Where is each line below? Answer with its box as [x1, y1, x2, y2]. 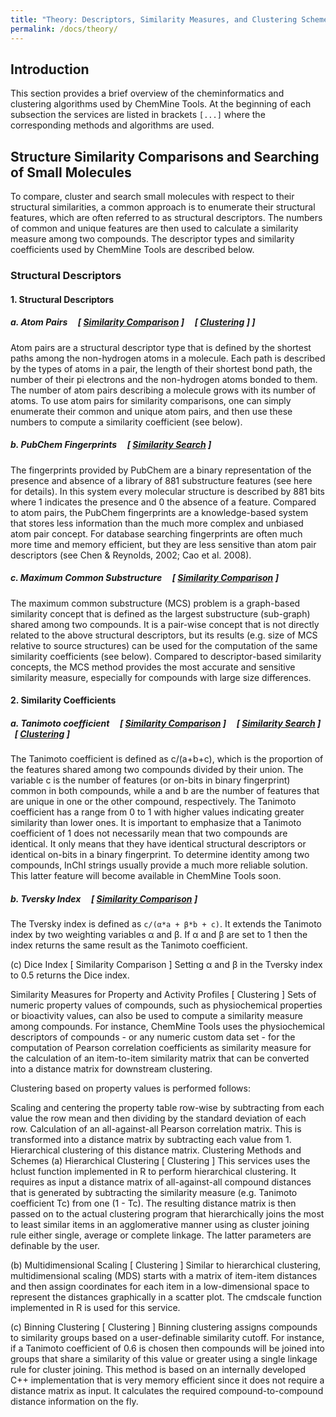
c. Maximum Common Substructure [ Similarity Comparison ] [10, 572, 279, 584]
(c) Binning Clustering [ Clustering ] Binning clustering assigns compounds [10, 1321, 318, 1333]
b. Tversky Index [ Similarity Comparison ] [10, 892, 198, 905]
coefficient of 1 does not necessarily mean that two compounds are [10, 827, 288, 840]
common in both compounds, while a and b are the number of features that [10, 785, 320, 797]
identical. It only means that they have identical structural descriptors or [10, 838, 307, 850]
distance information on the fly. [10, 1396, 139, 1408]
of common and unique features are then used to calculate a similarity [10, 222, 299, 235]
